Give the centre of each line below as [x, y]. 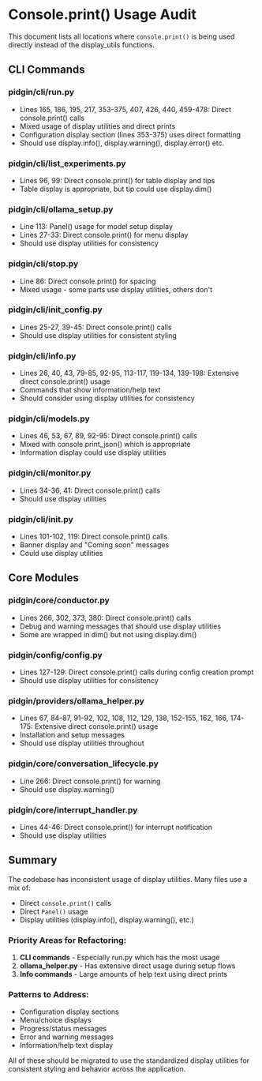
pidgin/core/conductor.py [59, 600]
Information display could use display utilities [93, 452]
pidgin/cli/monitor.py [50, 473]
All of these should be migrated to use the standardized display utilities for [129, 1060]
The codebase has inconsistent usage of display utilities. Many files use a [128, 879]
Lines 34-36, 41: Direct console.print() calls [90, 490]
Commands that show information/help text [90, 390]
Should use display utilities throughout [82, 743]
